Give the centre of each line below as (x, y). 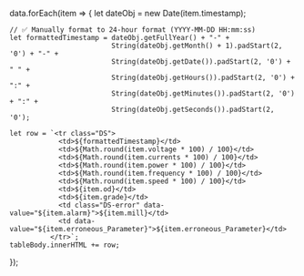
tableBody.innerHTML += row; (65, 245)
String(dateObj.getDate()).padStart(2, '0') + (201, 62)
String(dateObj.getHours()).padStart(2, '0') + (203, 77)
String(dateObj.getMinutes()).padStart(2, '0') (203, 94)
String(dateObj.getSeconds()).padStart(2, (193, 109)
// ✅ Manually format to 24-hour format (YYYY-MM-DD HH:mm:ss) (133, 30)
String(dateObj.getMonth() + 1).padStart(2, (197, 46)
